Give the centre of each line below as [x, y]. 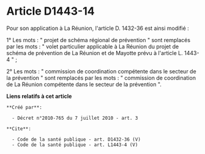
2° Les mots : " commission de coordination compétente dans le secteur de [102, 71]
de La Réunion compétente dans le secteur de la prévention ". [84, 84]
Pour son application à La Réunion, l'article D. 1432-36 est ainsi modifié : [98, 28]
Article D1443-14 [50, 11]
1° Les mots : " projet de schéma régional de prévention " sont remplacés [99, 40]
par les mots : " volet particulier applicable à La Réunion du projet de [93, 46]
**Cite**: [19, 129]
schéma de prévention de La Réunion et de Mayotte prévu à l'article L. [95, 53]
